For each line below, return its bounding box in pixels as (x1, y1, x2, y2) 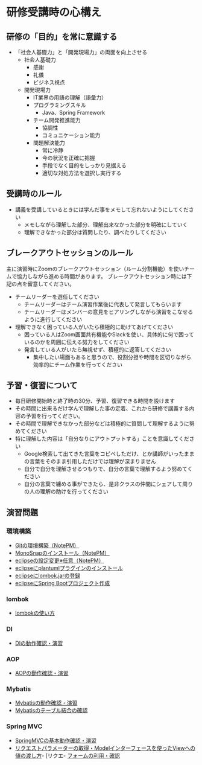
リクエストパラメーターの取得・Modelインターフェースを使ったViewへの (14, 744, 196, 752)
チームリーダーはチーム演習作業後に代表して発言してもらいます (24, 300, 182, 308)
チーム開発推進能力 (33, 117, 81, 124)
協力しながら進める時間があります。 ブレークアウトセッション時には (16, 272, 187, 280)
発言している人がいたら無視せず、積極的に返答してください (24, 345, 172, 353)
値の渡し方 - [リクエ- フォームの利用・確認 (14, 752, 121, 759)
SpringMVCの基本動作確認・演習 (14, 737, 97, 744)
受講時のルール (6, 188, 62, 199)
